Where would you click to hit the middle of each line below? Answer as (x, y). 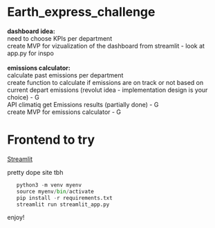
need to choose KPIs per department (60, 38)
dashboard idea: (31, 31)
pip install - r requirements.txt (64, 198)
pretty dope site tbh (35, 172)
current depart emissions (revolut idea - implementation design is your (107, 90)
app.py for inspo (30, 53)
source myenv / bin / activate (55, 191)
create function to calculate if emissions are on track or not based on (105, 82)
